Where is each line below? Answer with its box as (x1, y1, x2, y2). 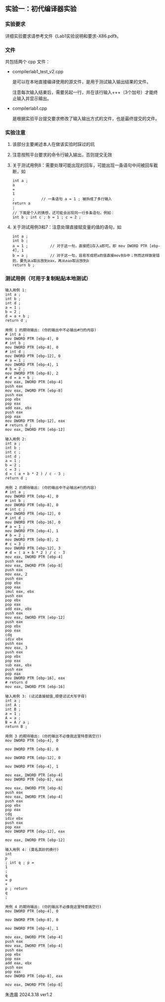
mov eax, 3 (5, 645, 28, 650)
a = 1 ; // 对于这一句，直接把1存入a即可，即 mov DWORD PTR (12, 244, 147, 249)
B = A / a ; (5, 720, 30, 725)
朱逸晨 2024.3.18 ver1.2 (5, 991, 53, 998)
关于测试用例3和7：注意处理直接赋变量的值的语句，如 (12, 224, 122, 230)
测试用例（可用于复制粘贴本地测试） (5, 275, 91, 282)
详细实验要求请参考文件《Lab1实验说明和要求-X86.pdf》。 (5, 33, 121, 39)
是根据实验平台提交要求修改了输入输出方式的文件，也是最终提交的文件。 (12, 115, 160, 121)
